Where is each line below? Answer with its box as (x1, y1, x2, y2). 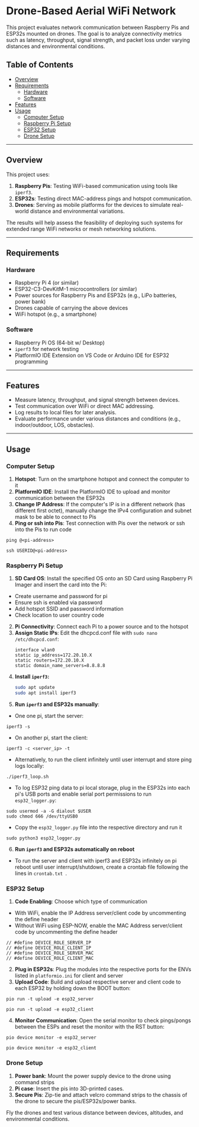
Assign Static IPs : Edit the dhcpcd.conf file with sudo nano (14, 630, 158, 637)
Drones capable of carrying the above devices (14, 304, 129, 312)
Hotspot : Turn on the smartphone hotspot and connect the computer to (14, 475, 190, 483)
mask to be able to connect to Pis (14, 513, 97, 521)
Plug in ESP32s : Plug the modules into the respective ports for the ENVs (14, 966, 191, 973)
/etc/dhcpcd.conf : (14, 636, 59, 643)
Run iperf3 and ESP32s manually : (14, 701, 99, 708)
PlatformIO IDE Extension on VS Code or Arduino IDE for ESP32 (14, 352, 170, 359)
